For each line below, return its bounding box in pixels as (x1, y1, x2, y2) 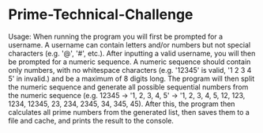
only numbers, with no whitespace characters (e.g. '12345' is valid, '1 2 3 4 (8, 65, 252, 74)
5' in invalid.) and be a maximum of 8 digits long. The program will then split (8, 74, 255, 83)
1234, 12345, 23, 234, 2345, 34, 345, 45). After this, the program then (8, 99, 235, 108)
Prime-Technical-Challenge (8, 6, 193, 24)
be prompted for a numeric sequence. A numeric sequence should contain (8, 57, 251, 66)
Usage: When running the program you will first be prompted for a (8, 32, 224, 41)
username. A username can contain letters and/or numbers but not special (8, 40, 251, 49)
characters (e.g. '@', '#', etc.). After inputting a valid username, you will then (8, 48, 256, 58)
